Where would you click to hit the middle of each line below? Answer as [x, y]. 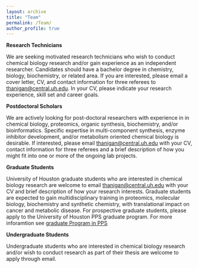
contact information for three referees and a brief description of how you [95, 149]
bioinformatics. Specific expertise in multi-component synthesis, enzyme [96, 130]
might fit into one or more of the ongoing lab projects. [72, 156]
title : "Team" [24, 17]
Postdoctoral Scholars [34, 106]
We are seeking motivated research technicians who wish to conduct [91, 57]
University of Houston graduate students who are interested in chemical [94, 179]
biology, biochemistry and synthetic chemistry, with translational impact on [98, 204]
